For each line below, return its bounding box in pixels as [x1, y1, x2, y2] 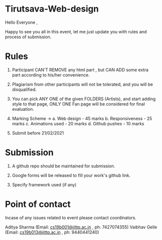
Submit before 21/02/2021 [12, 130, 64, 136]
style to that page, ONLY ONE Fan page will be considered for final [12, 101, 145, 107]
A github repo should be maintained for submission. [12, 163, 115, 169]
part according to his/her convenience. [12, 72, 90, 78]
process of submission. [5, 34, 52, 40]
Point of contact [5, 199, 71, 210]
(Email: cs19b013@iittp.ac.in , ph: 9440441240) [5, 229, 99, 235]
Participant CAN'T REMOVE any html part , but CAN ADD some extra [12, 67, 149, 73]
